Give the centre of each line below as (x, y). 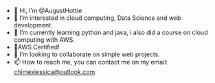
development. (33, 25)
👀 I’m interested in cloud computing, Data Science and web (97, 18)
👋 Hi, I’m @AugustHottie (48, 11)
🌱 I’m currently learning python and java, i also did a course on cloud (111, 32)
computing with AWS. (44, 40)
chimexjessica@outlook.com (54, 72)
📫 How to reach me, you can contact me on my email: (91, 62)
